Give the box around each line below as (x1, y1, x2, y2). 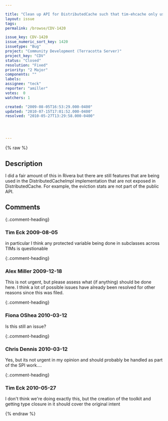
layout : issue (5, 16, 35, 22)
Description (5, 159, 42, 168)
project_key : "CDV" (5, 53, 46, 58)
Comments (5, 203, 40, 212)
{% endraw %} (5, 411, 36, 417)
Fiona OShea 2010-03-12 (5, 312, 67, 319)
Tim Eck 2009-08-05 (5, 229, 58, 236)
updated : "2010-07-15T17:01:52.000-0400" (5, 109, 93, 114)
